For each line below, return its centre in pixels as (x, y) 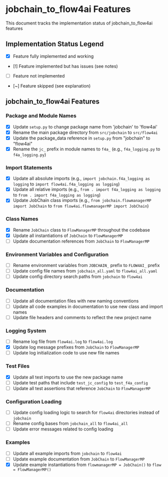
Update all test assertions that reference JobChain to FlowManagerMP (82, 388)
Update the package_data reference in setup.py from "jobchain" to (81, 138)
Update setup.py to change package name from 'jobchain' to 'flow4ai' (85, 126)
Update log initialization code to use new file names (66, 353)
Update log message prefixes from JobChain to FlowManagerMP (76, 347)
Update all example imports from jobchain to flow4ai (67, 453)
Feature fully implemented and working (53, 56)
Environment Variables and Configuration (57, 254)
